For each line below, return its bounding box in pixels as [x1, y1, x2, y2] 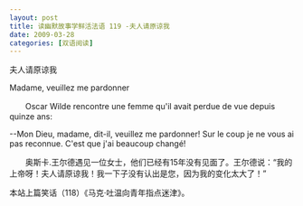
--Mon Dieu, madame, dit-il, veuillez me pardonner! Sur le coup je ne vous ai [9, 128, 295, 140]
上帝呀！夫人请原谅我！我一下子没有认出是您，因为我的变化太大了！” [9, 168, 267, 179]
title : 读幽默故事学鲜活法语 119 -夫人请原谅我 [9, 22, 170, 31]
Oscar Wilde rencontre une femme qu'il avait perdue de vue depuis [24, 101, 276, 112]
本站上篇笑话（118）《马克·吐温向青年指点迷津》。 [9, 187, 190, 199]
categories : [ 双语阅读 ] [9, 38, 93, 48]
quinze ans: [9, 111, 52, 122]
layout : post [9, 13, 59, 23]
